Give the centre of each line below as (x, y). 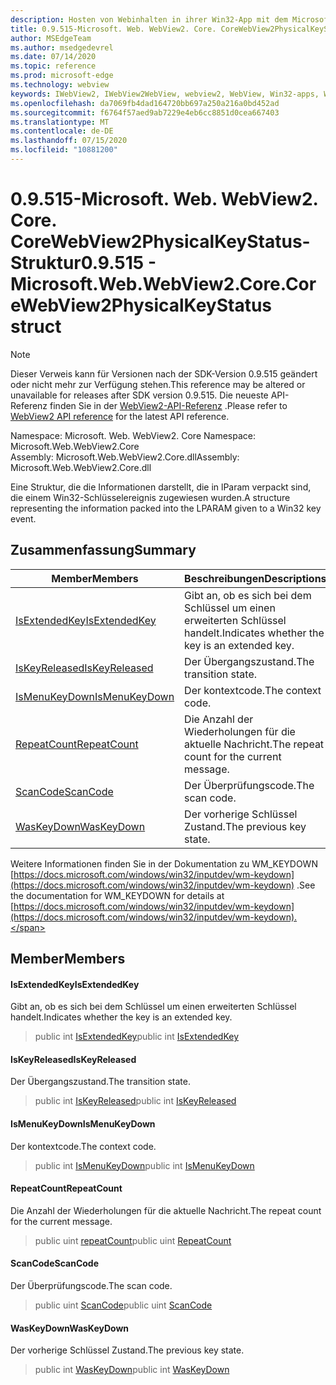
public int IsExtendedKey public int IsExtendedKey (137, 1037)
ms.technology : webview (60, 85)
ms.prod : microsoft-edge (62, 76)
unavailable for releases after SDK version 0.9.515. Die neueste (139, 395)
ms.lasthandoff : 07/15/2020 (69, 141)
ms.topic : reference (53, 66)
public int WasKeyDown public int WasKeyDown (132, 1370)
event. (23, 518)
